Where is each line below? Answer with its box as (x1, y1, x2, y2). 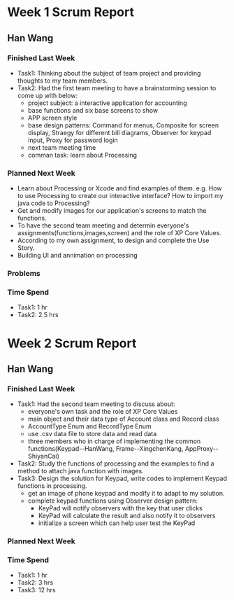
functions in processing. (17, 482, 87, 490)
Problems (7, 269, 41, 279)
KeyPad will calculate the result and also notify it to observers (38, 512, 216, 520)
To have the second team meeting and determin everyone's (17, 221, 189, 230)
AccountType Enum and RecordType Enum (27, 422, 152, 431)
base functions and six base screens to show (27, 106, 159, 114)
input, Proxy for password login (27, 136, 119, 144)
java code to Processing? (17, 199, 91, 207)
